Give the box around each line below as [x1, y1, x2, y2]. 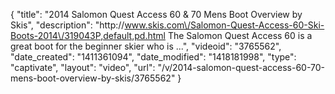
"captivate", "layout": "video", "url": [10, 62, 156, 73]
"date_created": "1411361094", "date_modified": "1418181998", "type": [10, 51, 297, 63]
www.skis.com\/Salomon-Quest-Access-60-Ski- [124, 19, 325, 31]
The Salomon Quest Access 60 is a [167, 30, 313, 41]
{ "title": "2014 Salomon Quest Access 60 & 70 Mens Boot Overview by [10, 9, 303, 20]
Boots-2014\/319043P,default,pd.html [10, 30, 166, 41]
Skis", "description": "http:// [10, 19, 125, 31]
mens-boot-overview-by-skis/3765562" [10, 72, 176, 84]
